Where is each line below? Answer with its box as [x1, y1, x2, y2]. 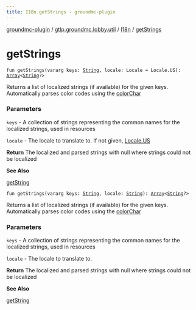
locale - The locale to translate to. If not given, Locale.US [6, 136, 151, 144]
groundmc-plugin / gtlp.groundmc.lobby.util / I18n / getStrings [6, 26, 162, 33]
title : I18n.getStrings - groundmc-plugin [6, 9, 116, 15]
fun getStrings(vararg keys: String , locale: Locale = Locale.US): [6, 67, 181, 73]
